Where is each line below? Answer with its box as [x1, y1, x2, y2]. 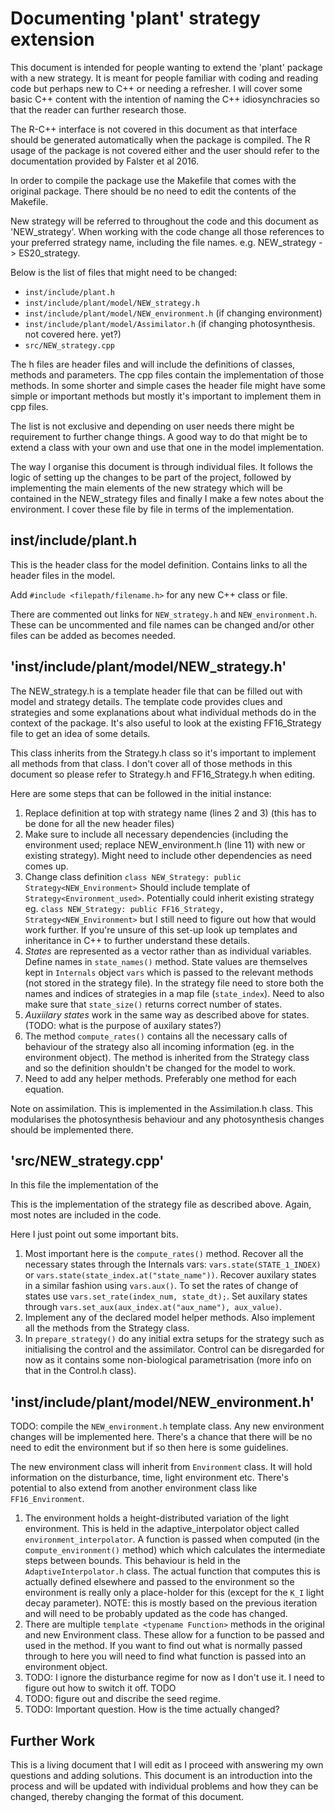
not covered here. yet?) [24, 328, 122, 340]
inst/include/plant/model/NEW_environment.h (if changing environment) [24, 307, 323, 319]
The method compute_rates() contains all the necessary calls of [24, 1030, 288, 1042]
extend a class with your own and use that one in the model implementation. [10, 441, 325, 453]
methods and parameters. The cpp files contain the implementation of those [10, 368, 325, 381]
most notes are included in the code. [10, 1209, 162, 1221]
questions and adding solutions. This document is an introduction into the [10, 1770, 313, 1781]
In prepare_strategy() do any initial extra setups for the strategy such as [24, 1333, 325, 1345]
